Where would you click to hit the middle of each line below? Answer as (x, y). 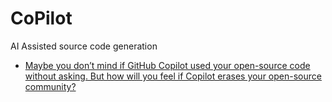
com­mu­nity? (50, 86)
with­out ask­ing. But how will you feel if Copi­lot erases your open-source (173, 76)
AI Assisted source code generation (84, 46)
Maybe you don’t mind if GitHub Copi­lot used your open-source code (167, 65)
